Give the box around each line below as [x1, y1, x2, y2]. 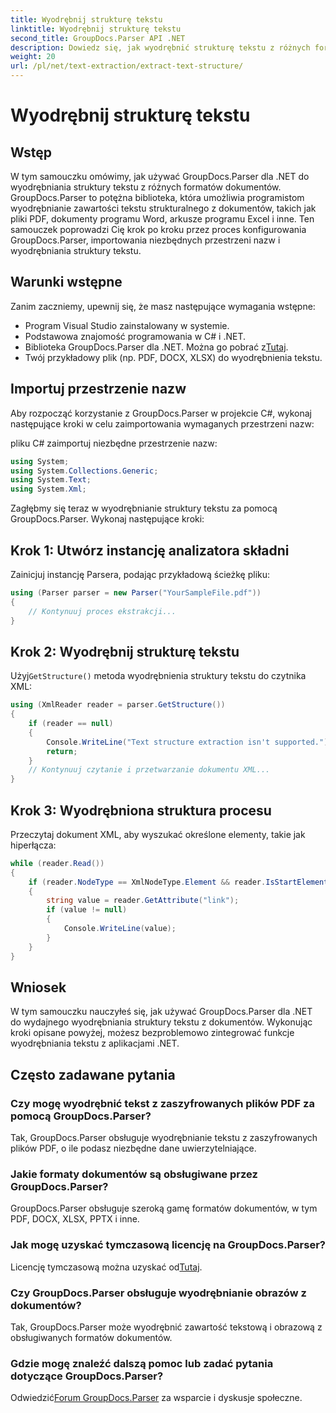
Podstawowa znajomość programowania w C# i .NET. [24, 330, 247, 342]
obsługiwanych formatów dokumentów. [10, 1331, 173, 1343]
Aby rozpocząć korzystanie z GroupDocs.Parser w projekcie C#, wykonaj [10, 407, 313, 419]
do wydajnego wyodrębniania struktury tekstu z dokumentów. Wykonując [10, 1016, 313, 1028]
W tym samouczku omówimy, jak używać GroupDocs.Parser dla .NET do [10, 171, 310, 182]
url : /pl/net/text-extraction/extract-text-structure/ [10, 61, 244, 71]
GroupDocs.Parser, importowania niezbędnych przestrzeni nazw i [10, 234, 281, 246]
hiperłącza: [10, 839, 57, 851]
